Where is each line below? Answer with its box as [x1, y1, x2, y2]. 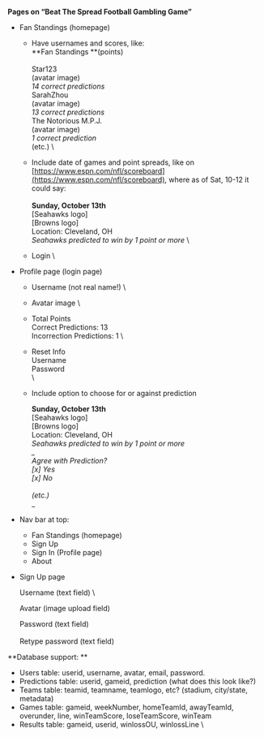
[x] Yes [31, 464, 56, 474]
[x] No [31, 473, 53, 482]
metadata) [19, 694, 54, 703]
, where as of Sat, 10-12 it [164, 175, 249, 184]
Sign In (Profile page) [31, 548, 103, 557]
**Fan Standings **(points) [31, 47, 124, 56]
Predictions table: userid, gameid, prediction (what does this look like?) [19, 677, 257, 686]
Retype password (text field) [19, 636, 115, 646]
